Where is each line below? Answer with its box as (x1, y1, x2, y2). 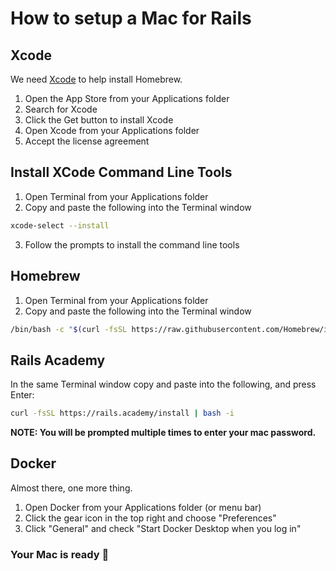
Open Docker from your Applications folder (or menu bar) (24, 501, 262, 513)
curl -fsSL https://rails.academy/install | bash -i (10, 408, 235, 419)
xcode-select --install (10, 220, 110, 231)
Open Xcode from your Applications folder (24, 125, 200, 136)
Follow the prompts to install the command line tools (24, 238, 240, 251)
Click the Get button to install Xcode (24, 114, 174, 126)
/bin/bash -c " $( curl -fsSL (10, 324, 128, 334)
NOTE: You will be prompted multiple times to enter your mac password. (10, 427, 317, 439)
